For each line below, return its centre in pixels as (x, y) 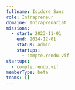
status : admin (34, 45)
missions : (18, 28)
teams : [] (18, 78)
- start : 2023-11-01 (36, 34)
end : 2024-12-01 (37, 39)
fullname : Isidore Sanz (35, 12)
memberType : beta (27, 72)
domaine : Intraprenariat (36, 22)
